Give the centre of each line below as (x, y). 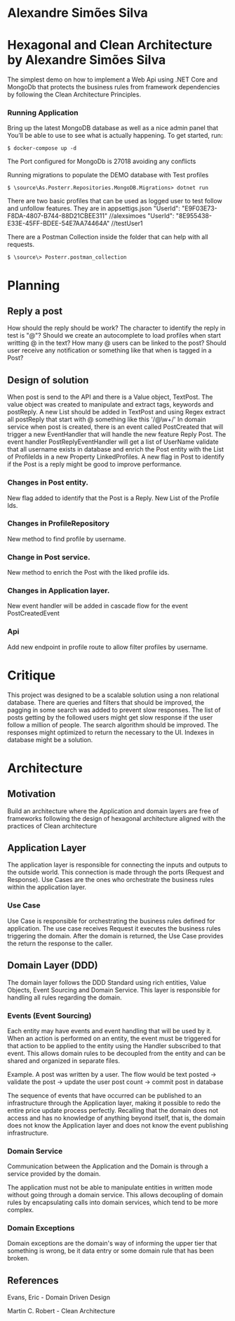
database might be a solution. (50, 739)
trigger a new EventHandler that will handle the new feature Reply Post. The (117, 435)
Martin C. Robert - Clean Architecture (61, 1311)
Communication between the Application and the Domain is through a (108, 1166)
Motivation (32, 794)
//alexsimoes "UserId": (141, 216)
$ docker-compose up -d (42, 148)
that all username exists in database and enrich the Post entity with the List (116, 449)
